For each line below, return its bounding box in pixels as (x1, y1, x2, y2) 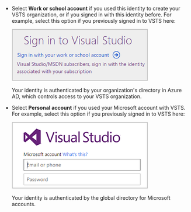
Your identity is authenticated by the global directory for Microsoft (11, 194, 171, 201)
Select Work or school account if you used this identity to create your (11, 5, 180, 12)
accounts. (11, 201, 36, 207)
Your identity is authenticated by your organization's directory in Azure (11, 87, 182, 93)
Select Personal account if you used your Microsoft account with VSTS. (11, 105, 186, 111)
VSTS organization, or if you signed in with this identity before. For (11, 11, 172, 18)
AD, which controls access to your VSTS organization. (11, 93, 142, 100)
